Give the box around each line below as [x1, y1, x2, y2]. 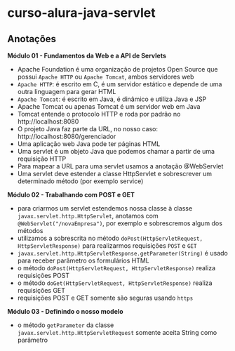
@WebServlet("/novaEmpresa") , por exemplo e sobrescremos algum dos [17, 219, 223, 227]
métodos [17, 227, 43, 234]
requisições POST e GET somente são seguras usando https [17, 293, 194, 302]
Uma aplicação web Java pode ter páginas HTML [17, 140, 161, 148]
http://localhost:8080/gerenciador [17, 132, 116, 140]
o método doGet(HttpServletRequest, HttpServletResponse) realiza [17, 279, 213, 287]
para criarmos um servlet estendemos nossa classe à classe [17, 204, 193, 212]
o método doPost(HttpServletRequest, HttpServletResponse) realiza [17, 264, 216, 272]
